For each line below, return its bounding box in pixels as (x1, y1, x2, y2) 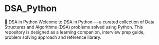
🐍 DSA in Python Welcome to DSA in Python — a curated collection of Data (4, 19, 155, 25)
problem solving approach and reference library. (4, 34, 102, 40)
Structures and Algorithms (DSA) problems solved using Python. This (4, 24, 143, 30)
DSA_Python (4, 3, 57, 14)
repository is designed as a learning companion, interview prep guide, (4, 29, 145, 35)
